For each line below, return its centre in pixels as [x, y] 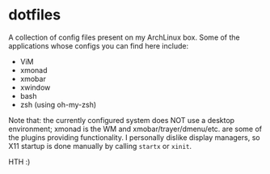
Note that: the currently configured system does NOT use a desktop [122, 120]
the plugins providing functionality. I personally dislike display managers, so [134, 137]
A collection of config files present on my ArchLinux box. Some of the [124, 37]
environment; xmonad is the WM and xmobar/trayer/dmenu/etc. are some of [135, 129]
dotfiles [35, 15]
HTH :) [19, 161]
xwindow [35, 87]
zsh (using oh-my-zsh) [58, 104]
